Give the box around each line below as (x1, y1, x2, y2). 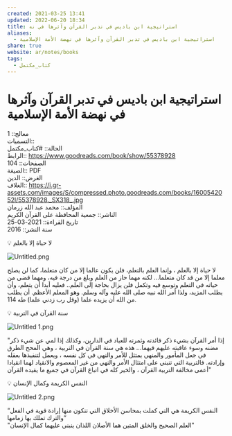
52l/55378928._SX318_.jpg (7, 195, 83, 204)
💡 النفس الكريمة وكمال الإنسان (7, 378, 88, 387)
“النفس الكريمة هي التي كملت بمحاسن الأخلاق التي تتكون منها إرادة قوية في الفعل (7, 406, 218, 415)
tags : (7, 55, 23, 62)
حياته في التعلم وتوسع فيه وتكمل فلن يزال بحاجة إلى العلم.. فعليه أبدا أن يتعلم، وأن (7, 280, 218, 288)
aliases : (7, 29, 33, 37)
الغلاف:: (7, 181, 28, 189)
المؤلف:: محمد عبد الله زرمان (7, 202, 83, 211)
